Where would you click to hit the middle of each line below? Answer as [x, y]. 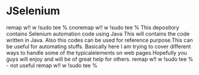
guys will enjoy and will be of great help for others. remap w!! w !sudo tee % [100, 59]
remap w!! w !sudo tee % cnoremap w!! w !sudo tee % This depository [93, 27]
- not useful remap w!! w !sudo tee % [52, 65]
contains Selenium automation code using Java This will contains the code [98, 33]
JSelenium [33, 11]
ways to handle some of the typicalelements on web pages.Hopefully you [97, 52]
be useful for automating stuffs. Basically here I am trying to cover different [99, 46]
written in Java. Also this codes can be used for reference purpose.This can [99, 40]
